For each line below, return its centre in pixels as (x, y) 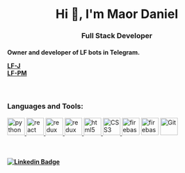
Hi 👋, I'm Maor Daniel (117, 14)
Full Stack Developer (117, 36)
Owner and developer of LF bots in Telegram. (74, 52)
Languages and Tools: (45, 107)
